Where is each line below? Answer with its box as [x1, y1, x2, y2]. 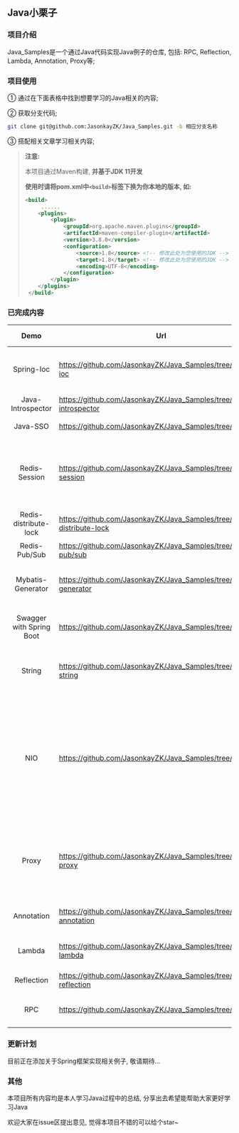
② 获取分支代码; [7, 108, 58, 117]
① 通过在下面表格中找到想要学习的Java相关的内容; [7, 93, 159, 102]
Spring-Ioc [13, 365, 51, 375]
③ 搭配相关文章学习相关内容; [7, 136, 95, 145]
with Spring [12, 622, 51, 632]
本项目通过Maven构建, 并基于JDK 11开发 [24, 167, 143, 176]
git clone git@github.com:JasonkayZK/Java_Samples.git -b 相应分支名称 [7, 123, 218, 130]
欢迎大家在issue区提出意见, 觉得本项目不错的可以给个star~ [7, 1117, 179, 1126]
